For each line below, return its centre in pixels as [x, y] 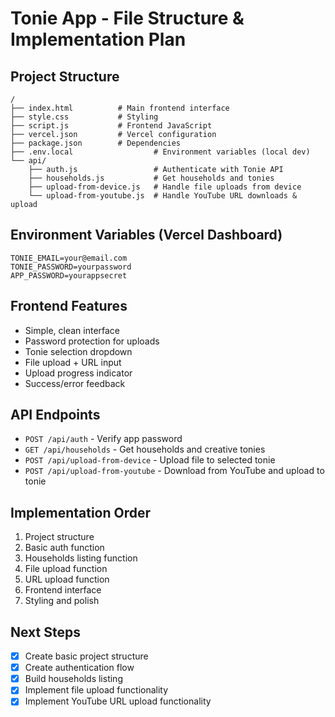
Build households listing [73, 679]
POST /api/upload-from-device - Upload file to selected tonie [150, 460]
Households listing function [81, 558]
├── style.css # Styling [84, 117]
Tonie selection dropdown [78, 351]
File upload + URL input [73, 362]
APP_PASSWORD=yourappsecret [69, 275]
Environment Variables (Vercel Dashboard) [146, 235]
